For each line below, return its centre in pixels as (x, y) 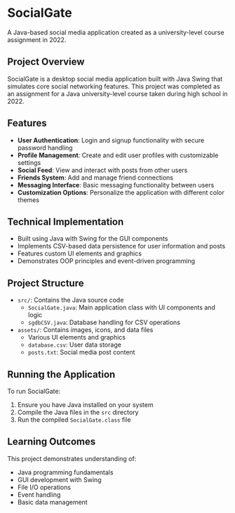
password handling (45, 147)
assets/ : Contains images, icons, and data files (85, 330)
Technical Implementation (66, 221)
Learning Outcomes (52, 442)
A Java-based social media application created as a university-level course (116, 32)
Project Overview (46, 62)
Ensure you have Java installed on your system (85, 405)
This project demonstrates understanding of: (72, 458)
